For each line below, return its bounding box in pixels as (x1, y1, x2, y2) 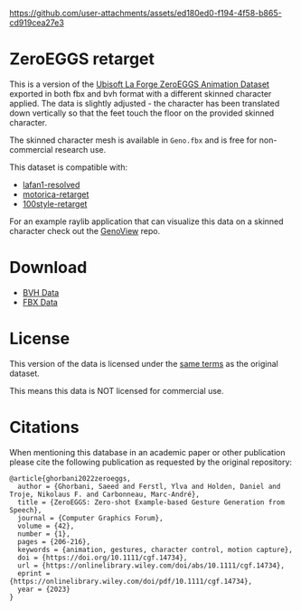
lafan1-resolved (22, 179, 80, 190)
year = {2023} (17, 585, 71, 594)
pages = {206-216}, (17, 537, 91, 546)
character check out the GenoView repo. (9, 225, 161, 236)
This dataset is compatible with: (9, 162, 128, 173)
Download (9, 258, 88, 278)
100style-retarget (22, 198, 88, 209)
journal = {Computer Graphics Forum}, (17, 513, 165, 522)
